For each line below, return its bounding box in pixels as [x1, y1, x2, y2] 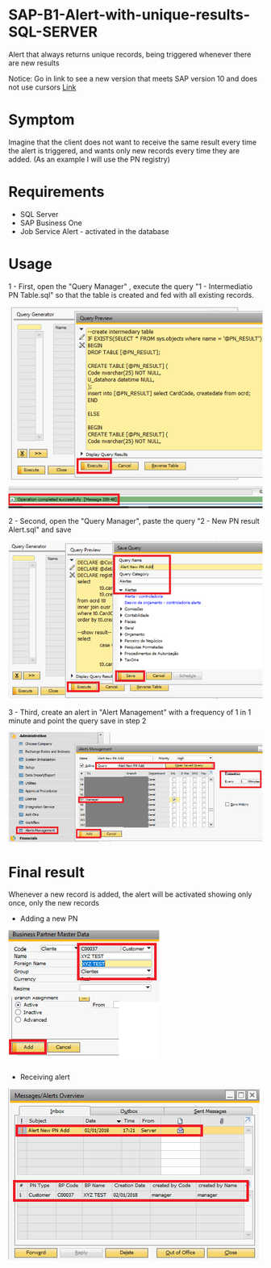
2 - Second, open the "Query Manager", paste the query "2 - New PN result [8, 517, 260, 526]
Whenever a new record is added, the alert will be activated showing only [8, 889, 252, 899]
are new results [8, 58, 60, 68]
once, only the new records [8, 898, 99, 908]
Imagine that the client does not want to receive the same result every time [8, 137, 257, 147]
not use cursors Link [8, 82, 77, 92]
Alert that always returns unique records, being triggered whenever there [8, 49, 252, 59]
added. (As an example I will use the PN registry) [8, 154, 171, 164]
